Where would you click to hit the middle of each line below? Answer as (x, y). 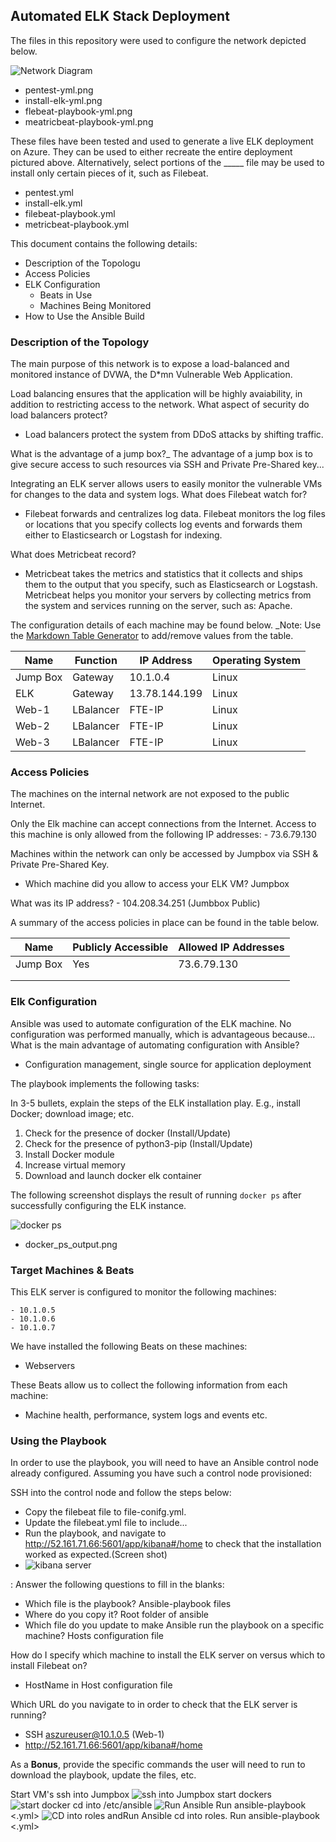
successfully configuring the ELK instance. (98, 1205)
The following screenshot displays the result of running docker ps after (156, 1195)
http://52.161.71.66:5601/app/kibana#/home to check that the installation (173, 1544)
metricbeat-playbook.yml (77, 224)
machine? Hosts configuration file (94, 1636)
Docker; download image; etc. (72, 1113)
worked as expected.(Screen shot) (96, 1555)
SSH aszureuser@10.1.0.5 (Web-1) (94, 1735)
